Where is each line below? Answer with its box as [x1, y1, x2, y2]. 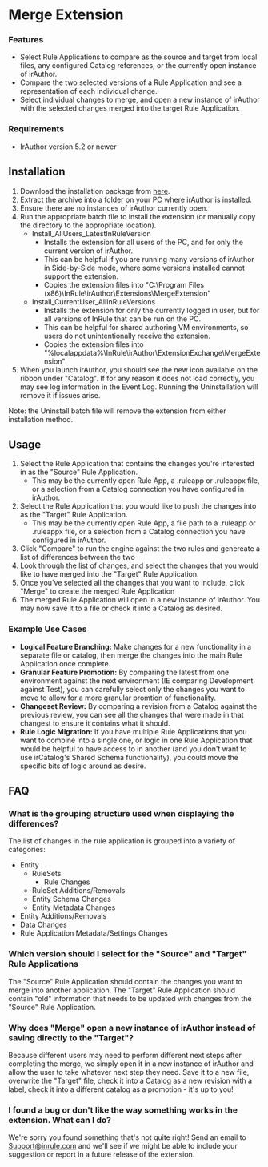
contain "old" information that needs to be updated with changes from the [8, 993, 252, 1003]
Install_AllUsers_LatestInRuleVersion [31, 228, 151, 238]
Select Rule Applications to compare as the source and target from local [19, 52, 258, 62]
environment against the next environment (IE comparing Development [19, 675, 254, 686]
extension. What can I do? [8, 1114, 112, 1125]
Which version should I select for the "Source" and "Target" [8, 948, 247, 960]
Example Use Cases [8, 623, 87, 634]
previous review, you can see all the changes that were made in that [19, 710, 244, 719]
